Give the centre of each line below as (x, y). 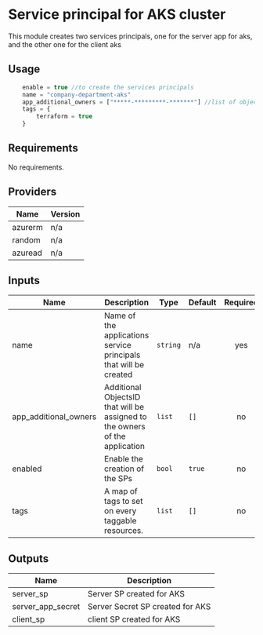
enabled (27, 469)
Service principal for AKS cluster (117, 15)
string (169, 345)
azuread (27, 253)
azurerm (27, 227)
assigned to (126, 417)
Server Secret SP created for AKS (149, 607)
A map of (121, 491)
